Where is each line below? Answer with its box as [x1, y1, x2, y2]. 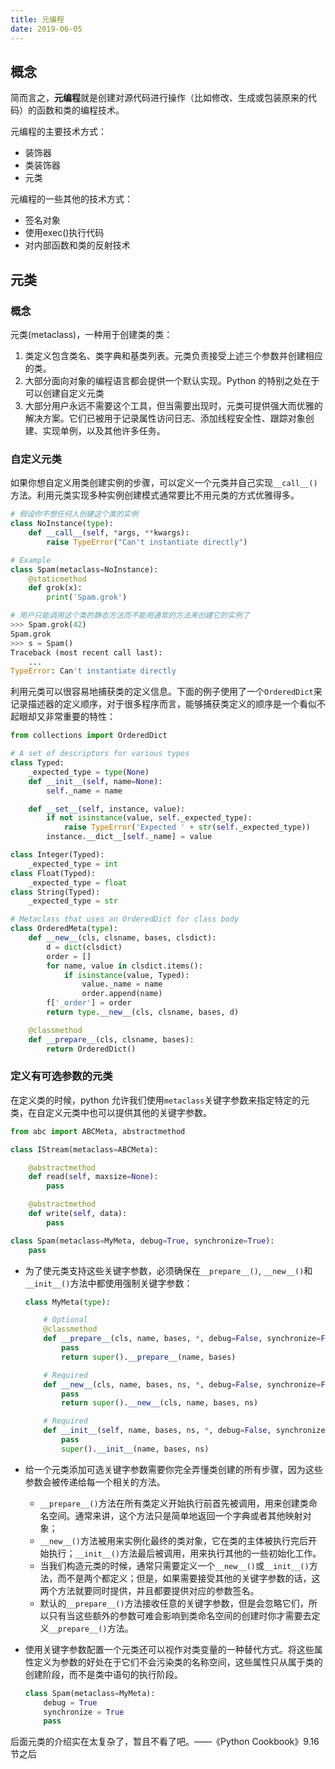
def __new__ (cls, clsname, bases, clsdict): [28, 933, 217, 943]
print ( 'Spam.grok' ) [46, 592, 128, 603]
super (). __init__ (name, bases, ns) [61, 1444, 210, 1454]
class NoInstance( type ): [10, 519, 114, 529]
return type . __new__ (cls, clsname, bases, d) [46, 1007, 240, 1018]
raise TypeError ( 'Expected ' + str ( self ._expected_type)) [63, 822, 311, 833]
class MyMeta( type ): [24, 1297, 111, 1307]
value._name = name [81, 979, 163, 990]
